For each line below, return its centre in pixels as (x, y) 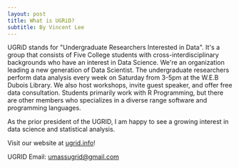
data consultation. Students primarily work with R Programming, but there (115, 93)
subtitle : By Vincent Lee (46, 27)
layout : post (27, 14)
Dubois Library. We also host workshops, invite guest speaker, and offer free (120, 85)
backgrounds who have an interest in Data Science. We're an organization (116, 63)
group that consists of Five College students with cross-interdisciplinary (113, 55)
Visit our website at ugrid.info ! (52, 143)
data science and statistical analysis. (61, 130)
